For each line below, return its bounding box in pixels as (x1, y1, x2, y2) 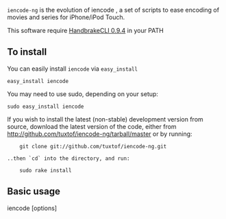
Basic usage (7, 185, 60, 198)
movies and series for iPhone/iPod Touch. (7, 13, 125, 21)
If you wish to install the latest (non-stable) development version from (7, 115, 203, 123)
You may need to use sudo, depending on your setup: (7, 89, 159, 98)
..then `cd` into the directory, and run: (7, 154, 130, 162)
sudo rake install (19, 167, 72, 174)
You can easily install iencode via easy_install (7, 65, 138, 73)
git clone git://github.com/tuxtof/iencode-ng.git (19, 143, 167, 150)
